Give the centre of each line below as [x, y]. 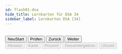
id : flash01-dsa [22, 10]
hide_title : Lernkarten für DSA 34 [42, 14]
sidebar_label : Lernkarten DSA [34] [43, 19]
